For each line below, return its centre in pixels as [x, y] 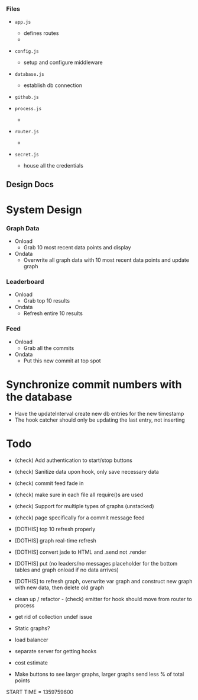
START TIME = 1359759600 [40, 692]
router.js [27, 132]
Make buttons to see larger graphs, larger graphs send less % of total [99, 674]
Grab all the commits [49, 348]
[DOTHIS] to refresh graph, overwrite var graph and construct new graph [103, 581]
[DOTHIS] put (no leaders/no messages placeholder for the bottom [96, 563]
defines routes [41, 33]
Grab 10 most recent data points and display [77, 248]
